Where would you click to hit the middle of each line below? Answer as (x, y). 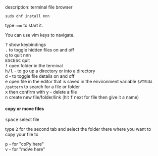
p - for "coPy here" (25, 144)
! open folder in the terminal (34, 66)
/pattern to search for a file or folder (43, 87)
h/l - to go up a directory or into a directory (50, 71)
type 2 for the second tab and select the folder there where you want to (78, 129)
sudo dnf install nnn (27, 16)
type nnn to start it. (24, 25)
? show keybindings (26, 45)
